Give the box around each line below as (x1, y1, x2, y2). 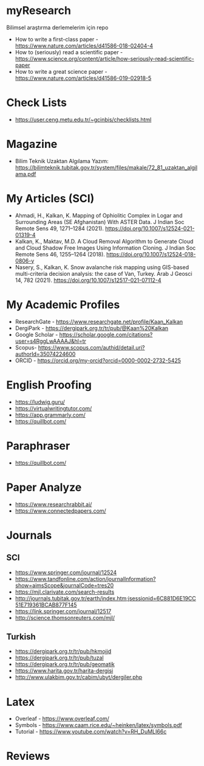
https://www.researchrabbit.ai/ (15, 501, 92, 508)
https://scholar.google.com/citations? (59, 331, 153, 338)
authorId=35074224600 (15, 350, 76, 357)
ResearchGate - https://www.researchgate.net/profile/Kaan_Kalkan (15, 318, 183, 325)
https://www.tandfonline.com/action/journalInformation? (15, 575, 156, 582)
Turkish (6, 631, 36, 642)
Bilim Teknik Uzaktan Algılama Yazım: (15, 157, 109, 164)
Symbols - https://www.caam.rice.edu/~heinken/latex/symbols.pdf (15, 722, 182, 729)
